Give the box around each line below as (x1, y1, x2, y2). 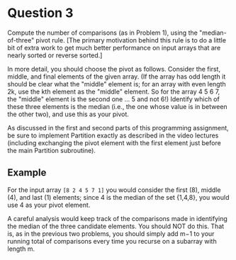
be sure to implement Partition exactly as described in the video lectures (7, 131, 219, 140)
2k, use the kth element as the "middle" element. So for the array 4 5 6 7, (7, 87, 220, 96)
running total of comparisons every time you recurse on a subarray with (7, 237, 218, 245)
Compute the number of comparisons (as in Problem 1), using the (7, 28, 198, 37)
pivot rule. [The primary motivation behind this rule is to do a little (35, 35, 227, 44)
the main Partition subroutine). (7, 146, 96, 154)
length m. (7, 244, 35, 253)
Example (7, 166, 47, 179)
